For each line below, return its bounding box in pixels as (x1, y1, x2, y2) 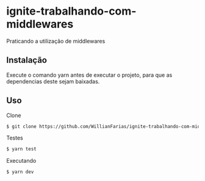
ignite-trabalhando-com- (6, 4, 137, 18)
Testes (6, 134, 23, 141)
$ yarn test (6, 146, 37, 152)
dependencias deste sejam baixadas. (6, 77, 100, 85)
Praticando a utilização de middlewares (6, 37, 106, 44)
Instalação (6, 55, 48, 65)
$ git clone (6, 123, 37, 129)
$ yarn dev (6, 169, 34, 175)
